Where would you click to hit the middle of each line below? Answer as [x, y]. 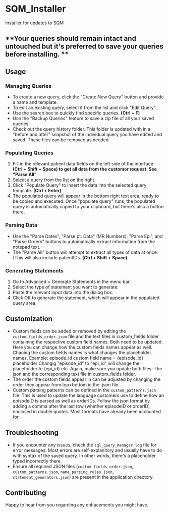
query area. [24, 303]
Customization [29, 319]
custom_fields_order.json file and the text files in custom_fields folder [86, 336]
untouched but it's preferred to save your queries [84, 47]
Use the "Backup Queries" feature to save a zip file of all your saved [83, 119]
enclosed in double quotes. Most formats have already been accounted [87, 411]
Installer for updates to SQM [35, 23]
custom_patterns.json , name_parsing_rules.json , [63, 472]
